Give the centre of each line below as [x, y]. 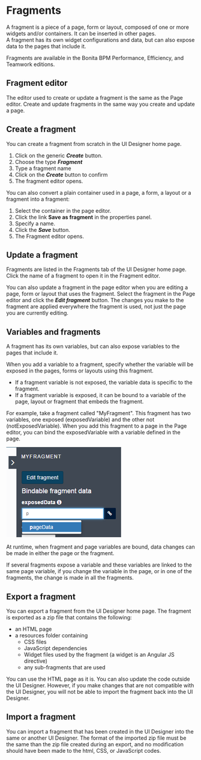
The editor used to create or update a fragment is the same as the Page [94, 97]
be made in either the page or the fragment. [60, 553]
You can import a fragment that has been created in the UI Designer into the [100, 731]
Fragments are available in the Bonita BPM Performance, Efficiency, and [95, 58]
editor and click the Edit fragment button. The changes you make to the [95, 300]
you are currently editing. [37, 313]
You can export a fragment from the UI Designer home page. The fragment [99, 611]
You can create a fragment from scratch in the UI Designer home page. [94, 144]
